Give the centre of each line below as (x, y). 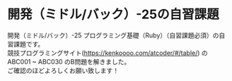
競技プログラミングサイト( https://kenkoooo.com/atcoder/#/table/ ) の (108, 53)
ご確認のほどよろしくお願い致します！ (63, 70)
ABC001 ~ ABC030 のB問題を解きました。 (69, 61)
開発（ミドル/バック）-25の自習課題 (113, 14)
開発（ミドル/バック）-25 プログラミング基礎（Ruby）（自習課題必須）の (113, 35)
